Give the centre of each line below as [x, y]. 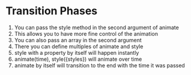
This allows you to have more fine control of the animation [86, 33]
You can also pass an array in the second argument [78, 40]
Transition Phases [52, 11]
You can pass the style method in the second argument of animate [97, 27]
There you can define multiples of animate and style [79, 46]
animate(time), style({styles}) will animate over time [78, 59]
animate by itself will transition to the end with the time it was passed [100, 65]
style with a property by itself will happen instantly [77, 52]
